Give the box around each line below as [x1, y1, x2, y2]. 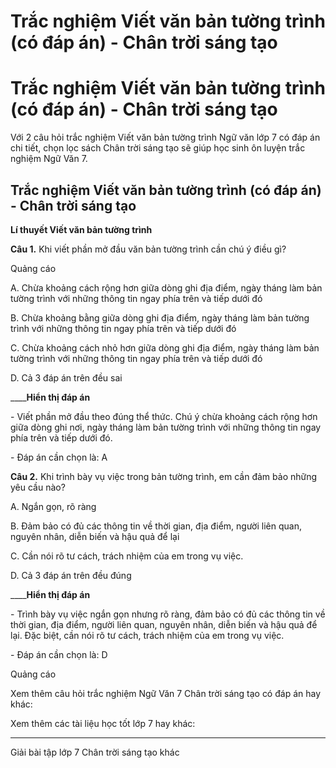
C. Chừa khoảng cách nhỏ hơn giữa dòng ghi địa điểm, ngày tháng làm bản [10, 341, 320, 354]
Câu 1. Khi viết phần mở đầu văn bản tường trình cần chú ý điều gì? [10, 243, 287, 255]
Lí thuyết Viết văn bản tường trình [10, 223, 153, 235]
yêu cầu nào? [10, 481, 66, 493]
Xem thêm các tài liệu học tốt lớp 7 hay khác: [10, 717, 196, 729]
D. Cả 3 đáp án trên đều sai [10, 371, 123, 384]
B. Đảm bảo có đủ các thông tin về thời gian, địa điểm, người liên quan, [10, 520, 302, 532]
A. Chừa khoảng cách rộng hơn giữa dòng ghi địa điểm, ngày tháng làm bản [10, 281, 323, 294]
